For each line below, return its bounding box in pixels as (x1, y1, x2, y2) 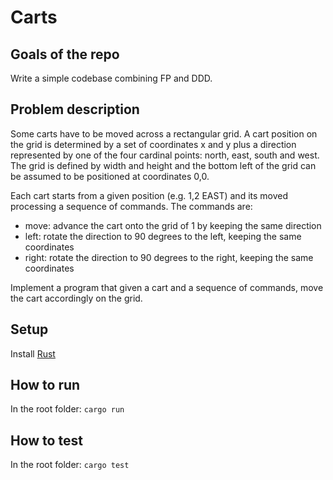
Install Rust (10, 347, 56, 360)
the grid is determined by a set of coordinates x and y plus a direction (10, 138, 297, 150)
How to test (10, 432, 83, 449)
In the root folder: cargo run (10, 403, 125, 415)
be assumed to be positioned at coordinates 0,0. (10, 170, 210, 182)
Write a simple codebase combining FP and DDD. (10, 72, 213, 84)
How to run (10, 377, 81, 394)
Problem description (10, 101, 140, 118)
